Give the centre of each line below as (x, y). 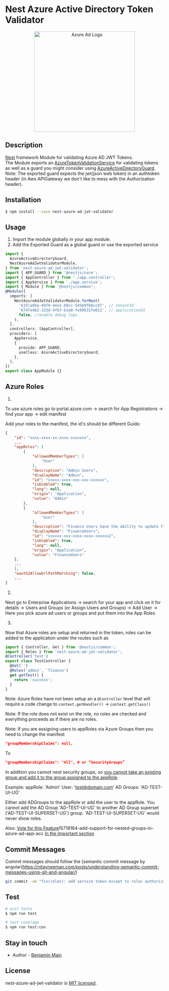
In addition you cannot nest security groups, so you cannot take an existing (83, 772)
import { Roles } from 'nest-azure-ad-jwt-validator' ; (64, 652)
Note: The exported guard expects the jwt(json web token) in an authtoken (82, 173)
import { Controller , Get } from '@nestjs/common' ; (60, 647)
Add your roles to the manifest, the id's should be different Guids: (73, 424)
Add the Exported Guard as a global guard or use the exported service (85, 245)
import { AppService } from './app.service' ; (54, 282)
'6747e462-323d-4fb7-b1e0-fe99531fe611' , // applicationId (81, 310)
